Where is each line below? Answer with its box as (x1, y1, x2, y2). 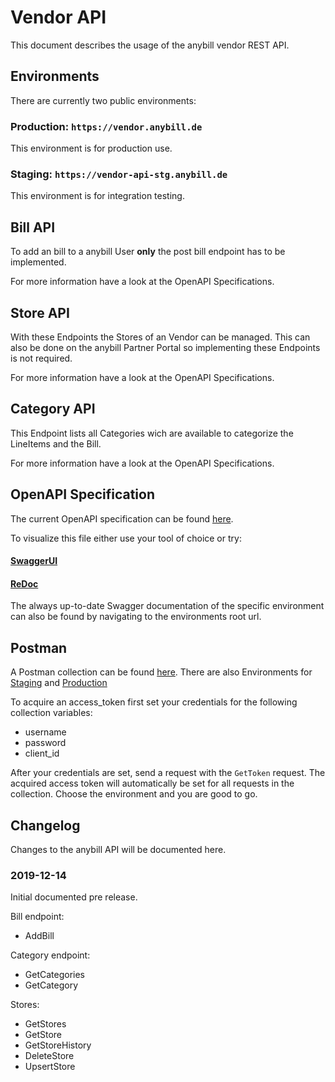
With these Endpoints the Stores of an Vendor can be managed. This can (10, 331, 311, 343)
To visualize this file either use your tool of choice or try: (10, 532, 242, 544)
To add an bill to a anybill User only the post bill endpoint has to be (10, 246, 286, 258)
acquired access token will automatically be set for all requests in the (10, 777, 295, 790)
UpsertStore (24, 1061, 76, 1073)
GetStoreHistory (24, 1039, 92, 1051)
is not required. (10, 352, 73, 364)
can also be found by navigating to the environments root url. (10, 611, 262, 623)
